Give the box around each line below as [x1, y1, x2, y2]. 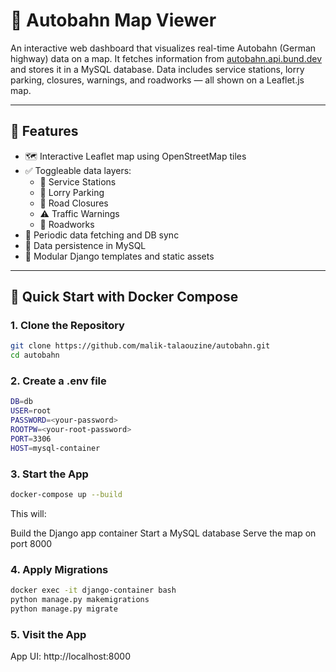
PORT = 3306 [10, 434, 52, 444]
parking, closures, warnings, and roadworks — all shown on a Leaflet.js [10, 74, 305, 86]
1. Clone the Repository [10, 319, 125, 333]
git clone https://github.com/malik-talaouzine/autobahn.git [10, 341, 271, 351]
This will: [10, 507, 47, 519]
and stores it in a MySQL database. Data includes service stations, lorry [10, 63, 305, 75]
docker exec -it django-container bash [10, 585, 177, 596]
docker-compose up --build [10, 490, 123, 500]
